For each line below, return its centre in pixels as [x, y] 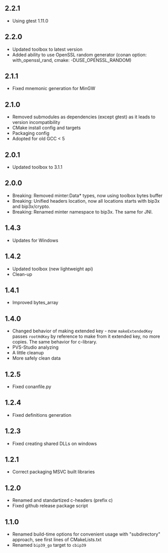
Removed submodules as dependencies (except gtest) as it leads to [84, 117]
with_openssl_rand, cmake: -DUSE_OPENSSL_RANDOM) [72, 60]
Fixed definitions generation [42, 415]
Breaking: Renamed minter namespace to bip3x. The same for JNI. [82, 211]
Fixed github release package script [50, 506]
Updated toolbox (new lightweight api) [52, 269]
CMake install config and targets [46, 128]
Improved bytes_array [35, 303]
